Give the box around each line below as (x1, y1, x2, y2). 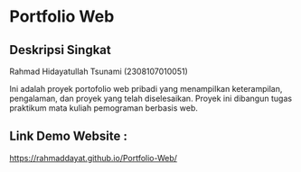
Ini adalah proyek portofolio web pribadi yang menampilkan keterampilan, (9, 84, 283, 94)
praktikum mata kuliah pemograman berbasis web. (9, 103, 199, 113)
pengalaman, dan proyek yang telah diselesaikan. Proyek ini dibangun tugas (9, 93, 292, 104)
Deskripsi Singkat (9, 42, 111, 58)
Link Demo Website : (9, 129, 128, 144)
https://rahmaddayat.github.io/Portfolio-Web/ (9, 152, 178, 163)
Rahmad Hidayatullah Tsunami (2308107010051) (9, 66, 188, 77)
